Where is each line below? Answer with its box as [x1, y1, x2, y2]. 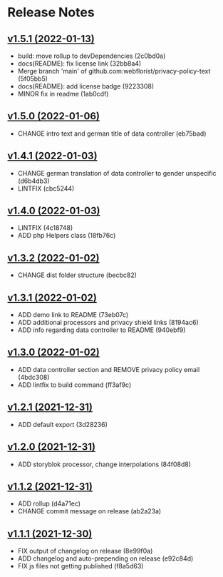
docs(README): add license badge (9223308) [17, 82, 155, 90]
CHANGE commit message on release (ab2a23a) [17, 507, 162, 516]
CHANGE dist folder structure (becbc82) [17, 271, 138, 279]
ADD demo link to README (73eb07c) [17, 311, 129, 319]
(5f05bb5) [17, 74, 48, 83]
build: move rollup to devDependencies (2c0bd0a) [17, 51, 166, 60]
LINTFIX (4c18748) [17, 224, 73, 232]
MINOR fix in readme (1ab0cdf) [17, 90, 109, 98]
